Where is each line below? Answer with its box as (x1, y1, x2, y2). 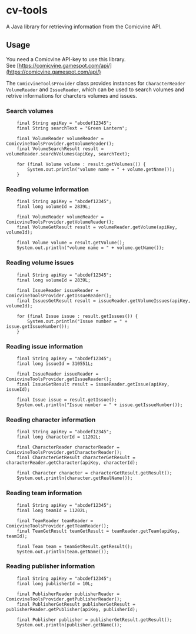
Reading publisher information (6, 562, 95, 570)
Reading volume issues (6, 258, 74, 267)
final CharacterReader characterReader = (16, 444, 119, 450)
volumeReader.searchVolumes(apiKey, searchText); (6, 151, 131, 157)
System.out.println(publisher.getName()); (16, 622, 122, 628)
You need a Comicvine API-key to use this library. (6, 55, 126, 62)
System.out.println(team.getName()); (16, 549, 109, 555)
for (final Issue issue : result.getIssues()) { (16, 313, 138, 319)
